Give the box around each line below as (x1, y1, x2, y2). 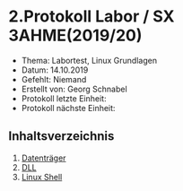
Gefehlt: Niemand (21, 74, 87, 84)
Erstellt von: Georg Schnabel (21, 83, 127, 94)
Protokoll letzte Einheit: (21, 92, 107, 104)
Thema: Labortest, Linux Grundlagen (21, 55, 158, 65)
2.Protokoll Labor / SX (8, 6, 175, 27)
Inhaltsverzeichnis (8, 128, 115, 144)
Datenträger (21, 152, 66, 163)
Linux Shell (21, 171, 63, 182)
